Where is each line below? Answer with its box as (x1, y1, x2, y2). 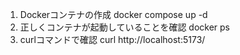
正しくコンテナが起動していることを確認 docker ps (19, 21, 230, 33)
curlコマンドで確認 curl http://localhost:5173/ (19, 34, 206, 45)
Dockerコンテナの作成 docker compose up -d (19, 9, 208, 20)
